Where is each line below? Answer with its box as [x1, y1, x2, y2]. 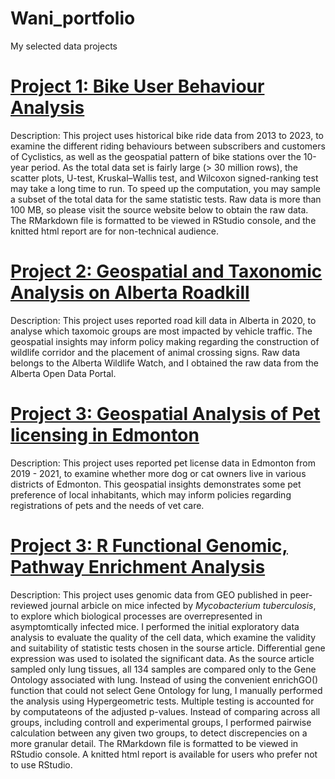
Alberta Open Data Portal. [10, 367, 117, 379]
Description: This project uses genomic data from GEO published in [10, 588, 288, 601]
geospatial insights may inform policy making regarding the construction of [10, 335, 320, 347]
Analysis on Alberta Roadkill [10, 282, 250, 304]
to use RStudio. [10, 758, 73, 771]
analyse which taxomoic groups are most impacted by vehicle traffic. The [10, 325, 313, 337]
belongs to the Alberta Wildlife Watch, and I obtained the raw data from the [10, 357, 319, 369]
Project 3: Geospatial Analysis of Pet [10, 403, 321, 425]
